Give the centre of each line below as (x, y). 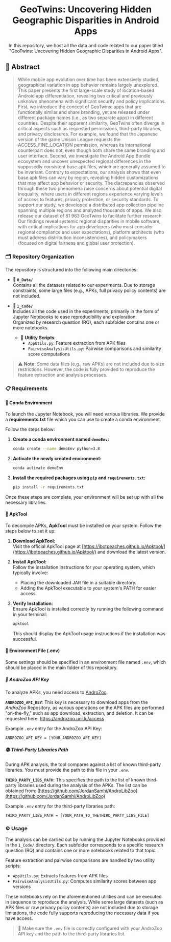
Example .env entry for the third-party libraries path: (60, 806)
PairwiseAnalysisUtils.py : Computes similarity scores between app (84, 881)
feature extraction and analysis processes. (63, 375)
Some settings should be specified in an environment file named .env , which (86, 662)
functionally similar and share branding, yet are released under (84, 112)
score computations (49, 354)
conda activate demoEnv (38, 468)
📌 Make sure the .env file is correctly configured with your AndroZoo (90, 928)
